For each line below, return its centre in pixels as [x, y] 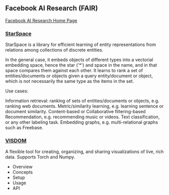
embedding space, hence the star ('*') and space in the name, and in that [81, 65]
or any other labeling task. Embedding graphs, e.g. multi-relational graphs [82, 122]
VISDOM [16, 141]
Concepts [23, 172]
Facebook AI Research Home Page [41, 20]
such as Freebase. [24, 128]
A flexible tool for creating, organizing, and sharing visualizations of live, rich [84, 152]
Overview [22, 167]
